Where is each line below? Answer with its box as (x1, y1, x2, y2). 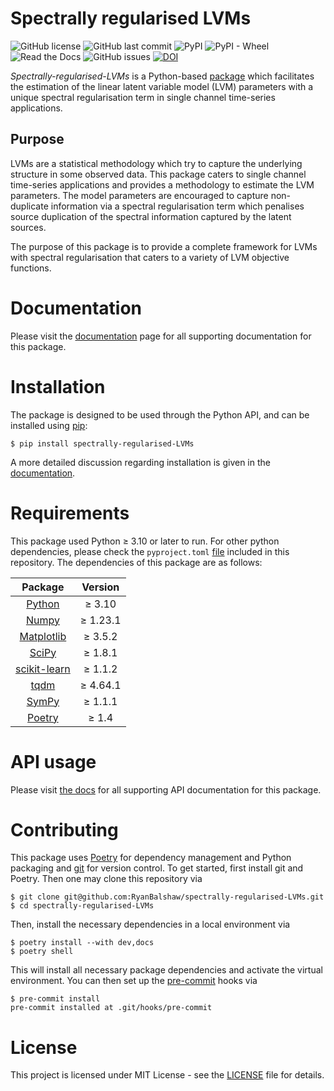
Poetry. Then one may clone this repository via (10, 873, 203, 885)
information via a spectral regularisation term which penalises (50, 200, 305, 212)
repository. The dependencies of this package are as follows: (10, 556, 263, 568)
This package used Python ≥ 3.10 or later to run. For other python (10, 535, 280, 547)
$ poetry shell (10, 947, 74, 957)
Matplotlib (19, 629, 67, 643)
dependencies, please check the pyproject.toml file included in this (10, 545, 290, 557)
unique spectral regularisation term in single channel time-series (10, 91, 276, 103)
